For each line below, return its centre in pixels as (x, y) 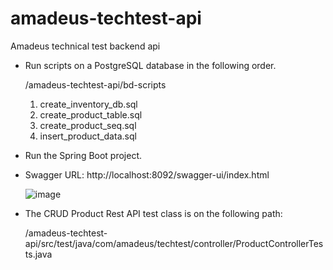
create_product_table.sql (91, 114)
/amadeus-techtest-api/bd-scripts (95, 84)
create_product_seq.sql (88, 125)
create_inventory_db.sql (88, 104)
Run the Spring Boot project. (83, 155)
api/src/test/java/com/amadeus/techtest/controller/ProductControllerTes (174, 243)
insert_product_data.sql (88, 136)
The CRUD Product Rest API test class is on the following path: (153, 213)
